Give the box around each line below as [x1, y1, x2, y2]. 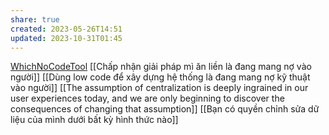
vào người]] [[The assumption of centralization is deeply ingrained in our [10, 82, 309, 94]
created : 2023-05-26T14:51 [10, 24, 123, 34]
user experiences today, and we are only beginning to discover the [10, 92, 285, 105]
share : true [10, 14, 60, 25]
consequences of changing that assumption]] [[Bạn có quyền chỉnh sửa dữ [10, 103, 320, 115]
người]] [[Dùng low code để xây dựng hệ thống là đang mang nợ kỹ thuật [10, 71, 311, 83]
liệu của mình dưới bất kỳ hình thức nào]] [10, 114, 179, 126]
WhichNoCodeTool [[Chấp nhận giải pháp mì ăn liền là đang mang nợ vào [10, 61, 312, 73]
